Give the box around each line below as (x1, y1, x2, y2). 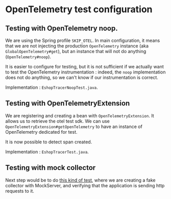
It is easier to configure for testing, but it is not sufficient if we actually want (5, 64, 164, 69)
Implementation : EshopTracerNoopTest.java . (5, 84, 98, 90)
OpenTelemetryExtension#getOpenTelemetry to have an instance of (5, 123, 143, 130)
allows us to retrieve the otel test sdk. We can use (5, 118, 110, 124)
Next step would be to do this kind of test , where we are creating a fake (5, 177, 156, 183)
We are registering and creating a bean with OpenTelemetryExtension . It (5, 112, 154, 118)
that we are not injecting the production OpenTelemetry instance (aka (5, 43, 149, 49)
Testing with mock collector (5, 163, 96, 172)
